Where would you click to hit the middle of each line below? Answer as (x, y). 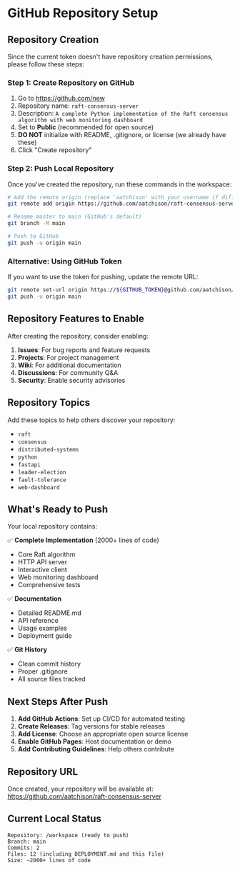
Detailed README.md (50, 613)
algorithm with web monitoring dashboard (80, 120)
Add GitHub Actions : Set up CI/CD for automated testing (101, 719)
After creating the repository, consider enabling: (78, 336)
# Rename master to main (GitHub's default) (75, 217)
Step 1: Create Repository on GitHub (71, 82)
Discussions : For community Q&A (68, 372)
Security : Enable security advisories (71, 380)
